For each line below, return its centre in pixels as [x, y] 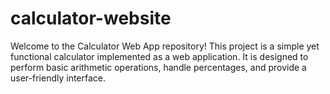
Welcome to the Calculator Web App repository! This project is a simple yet [165, 46]
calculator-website [91, 18]
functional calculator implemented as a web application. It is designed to [159, 56]
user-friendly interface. [58, 78]
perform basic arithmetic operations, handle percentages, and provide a [158, 67]
